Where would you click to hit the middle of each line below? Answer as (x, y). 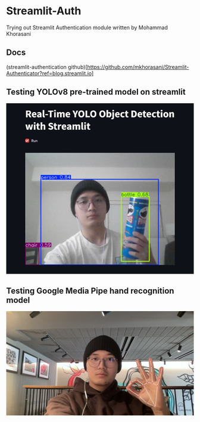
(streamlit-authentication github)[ (47, 67)
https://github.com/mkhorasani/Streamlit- (138, 67)
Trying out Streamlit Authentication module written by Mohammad (87, 27)
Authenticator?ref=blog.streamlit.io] (50, 73)
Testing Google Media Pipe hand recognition (90, 291)
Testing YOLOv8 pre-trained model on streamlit (96, 92)
